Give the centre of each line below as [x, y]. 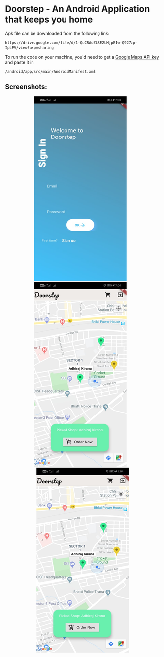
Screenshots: [26, 87]
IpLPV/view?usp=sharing [30, 48]
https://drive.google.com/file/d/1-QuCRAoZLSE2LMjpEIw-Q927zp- [71, 43]
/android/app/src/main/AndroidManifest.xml [50, 72]
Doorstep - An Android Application [78, 9]
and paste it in [19, 62]
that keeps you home [49, 19]
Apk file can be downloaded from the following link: [57, 33]
